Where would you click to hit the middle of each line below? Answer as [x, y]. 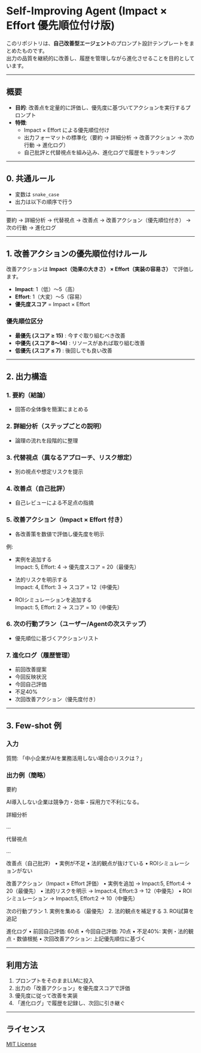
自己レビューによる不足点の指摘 [54, 503]
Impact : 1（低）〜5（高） [46, 289]
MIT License [22, 1044]
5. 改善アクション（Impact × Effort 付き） [66, 520]
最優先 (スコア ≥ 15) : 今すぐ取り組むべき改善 [70, 335]
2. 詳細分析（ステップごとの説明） [56, 426]
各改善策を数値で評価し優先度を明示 [60, 534]
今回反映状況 [31, 677]
